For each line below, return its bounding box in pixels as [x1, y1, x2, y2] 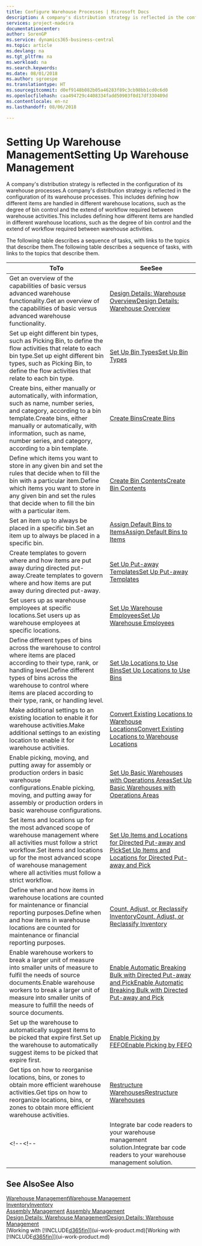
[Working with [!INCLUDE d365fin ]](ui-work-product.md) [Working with [6, 1227, 180, 1234]
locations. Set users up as [9, 612, 81, 620]
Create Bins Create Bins [109, 414, 176, 423]
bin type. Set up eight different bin [9, 352, 104, 360]
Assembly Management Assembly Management [6, 1207, 125, 1215]
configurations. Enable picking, [9, 784, 95, 792]
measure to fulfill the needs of [9, 1001, 94, 1009]
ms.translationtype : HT [6, 82, 66, 88]
